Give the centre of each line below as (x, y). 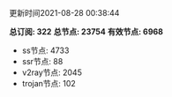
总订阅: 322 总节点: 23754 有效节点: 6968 (86, 32)
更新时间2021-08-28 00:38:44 (64, 13)
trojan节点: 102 (49, 83)
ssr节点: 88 (42, 61)
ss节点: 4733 (45, 50)
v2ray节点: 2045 (52, 72)
